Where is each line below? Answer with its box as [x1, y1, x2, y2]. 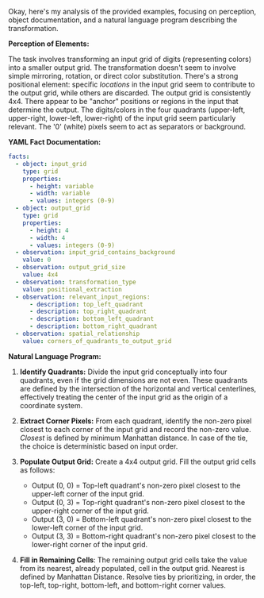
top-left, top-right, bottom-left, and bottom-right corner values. [19, 580, 226, 590]
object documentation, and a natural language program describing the [8, 15, 238, 25]
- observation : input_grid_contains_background [15, 249, 176, 257]
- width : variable [29, 190, 90, 198]
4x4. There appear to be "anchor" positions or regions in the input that [8, 97, 239, 106]
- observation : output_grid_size [15, 264, 126, 272]
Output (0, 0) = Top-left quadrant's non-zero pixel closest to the [31, 480, 241, 490]
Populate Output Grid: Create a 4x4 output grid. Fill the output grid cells [19, 457, 256, 466]
